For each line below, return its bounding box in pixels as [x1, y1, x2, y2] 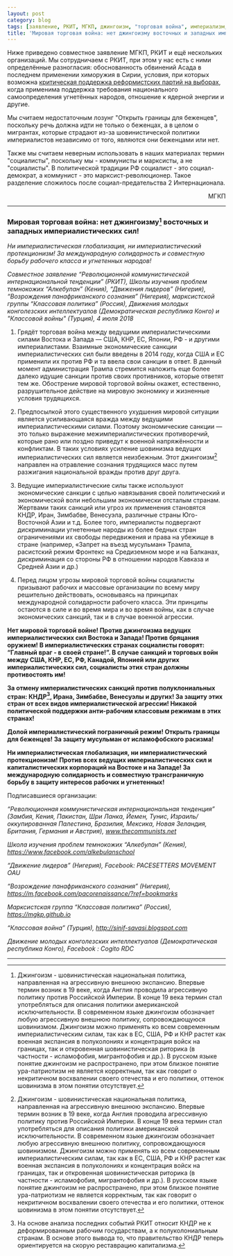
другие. [7, 100, 30, 108]
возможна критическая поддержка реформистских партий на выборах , [7, 78, 221, 87]
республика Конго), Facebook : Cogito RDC [7, 944, 135, 953]
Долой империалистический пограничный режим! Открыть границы [7, 728, 220, 736]
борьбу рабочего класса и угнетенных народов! [7, 257, 152, 264]
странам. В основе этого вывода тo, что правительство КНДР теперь [17, 1234, 224, 1242]
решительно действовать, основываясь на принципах [17, 591, 178, 599]
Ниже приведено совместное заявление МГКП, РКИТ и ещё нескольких [7, 49, 223, 57]
